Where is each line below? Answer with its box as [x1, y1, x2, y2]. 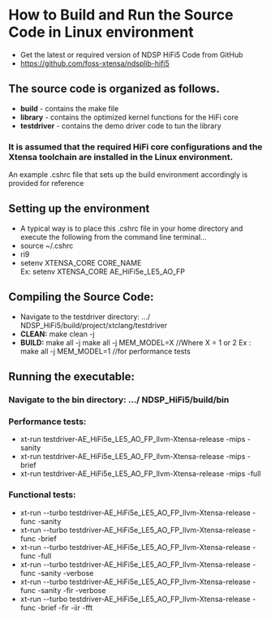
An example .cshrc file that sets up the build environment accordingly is [8, 170, 248, 180]
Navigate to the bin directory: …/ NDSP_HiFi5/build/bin [8, 394, 230, 405]
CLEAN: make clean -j [19, 329, 95, 339]
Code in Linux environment [8, 23, 194, 41]
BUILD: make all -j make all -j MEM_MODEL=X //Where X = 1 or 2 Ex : [19, 337, 252, 347]
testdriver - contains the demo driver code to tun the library [19, 120, 222, 131]
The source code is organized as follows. [8, 82, 221, 96]
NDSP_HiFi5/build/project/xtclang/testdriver [19, 320, 168, 330]
